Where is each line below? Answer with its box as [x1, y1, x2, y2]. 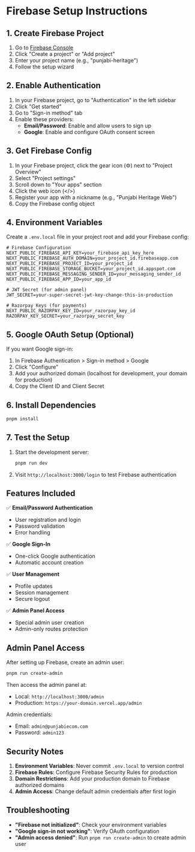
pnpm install [6, 416, 39, 422]
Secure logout [14, 596, 50, 603]
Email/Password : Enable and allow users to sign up [23, 122, 152, 129]
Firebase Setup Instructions [6, 4, 148, 18]
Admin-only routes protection [14, 626, 88, 633]
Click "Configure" [14, 363, 59, 370]
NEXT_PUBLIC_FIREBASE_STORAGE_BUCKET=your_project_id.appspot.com [6, 266, 176, 272]
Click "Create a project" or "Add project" [14, 50, 115, 58]
